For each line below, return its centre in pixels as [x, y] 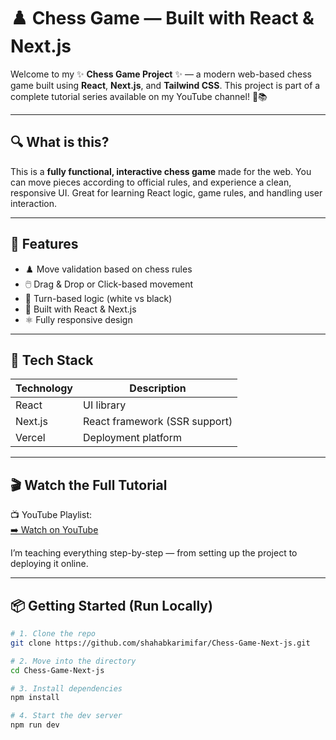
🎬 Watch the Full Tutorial [89, 485]
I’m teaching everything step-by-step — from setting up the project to [154, 553]
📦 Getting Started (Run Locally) [111, 605]
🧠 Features [44, 244]
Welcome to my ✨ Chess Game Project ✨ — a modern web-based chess [161, 74]
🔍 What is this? [60, 142]
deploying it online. [49, 564]
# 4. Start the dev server [66, 716]
